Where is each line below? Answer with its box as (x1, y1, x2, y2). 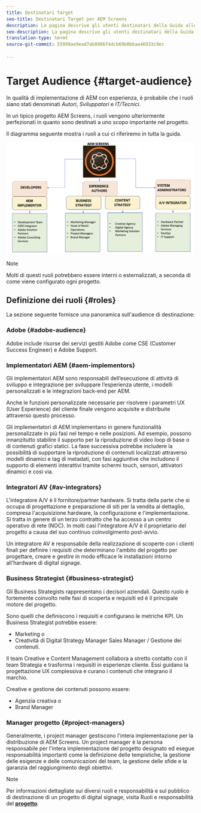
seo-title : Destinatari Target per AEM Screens (6, 16, 127, 22)
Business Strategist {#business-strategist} (6, 574, 135, 583)
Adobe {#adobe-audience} (6, 326, 87, 334)
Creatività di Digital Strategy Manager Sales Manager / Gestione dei (14, 637, 182, 644)
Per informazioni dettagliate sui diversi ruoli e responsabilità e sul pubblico (6, 787, 190, 794)
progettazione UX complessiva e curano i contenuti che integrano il (6, 667, 172, 674)
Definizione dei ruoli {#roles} (6, 295, 117, 305)
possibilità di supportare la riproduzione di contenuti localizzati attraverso (6, 449, 187, 456)
